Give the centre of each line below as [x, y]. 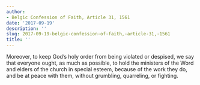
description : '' [26, 28]
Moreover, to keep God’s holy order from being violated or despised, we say [100, 57]
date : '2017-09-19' [31, 23]
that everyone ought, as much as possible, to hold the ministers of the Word [100, 63]
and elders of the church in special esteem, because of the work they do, [97, 69]
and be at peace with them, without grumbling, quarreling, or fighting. [92, 76]
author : [16, 12]
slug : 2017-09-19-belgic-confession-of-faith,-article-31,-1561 [88, 34]
